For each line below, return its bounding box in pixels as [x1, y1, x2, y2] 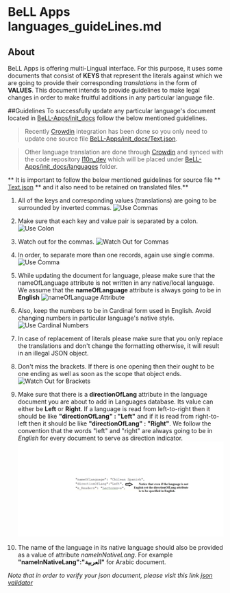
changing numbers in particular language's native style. [17, 314, 175, 322]
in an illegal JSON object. [17, 349, 89, 357]
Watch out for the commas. [17, 237, 95, 246]
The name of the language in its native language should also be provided [17, 544, 223, 552]
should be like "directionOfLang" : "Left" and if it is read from [17, 412, 194, 420]
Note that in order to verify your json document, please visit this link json [8, 571, 213, 580]
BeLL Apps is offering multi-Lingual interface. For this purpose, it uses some [8, 65, 223, 72]
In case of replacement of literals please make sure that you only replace [17, 334, 223, 342]
